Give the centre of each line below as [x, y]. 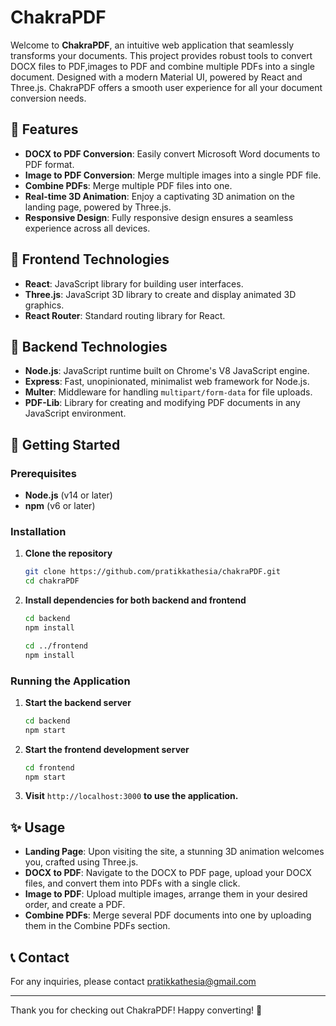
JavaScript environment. [75, 413]
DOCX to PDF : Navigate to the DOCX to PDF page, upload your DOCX [168, 873]
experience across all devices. [87, 228]
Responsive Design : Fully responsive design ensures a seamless [159, 217]
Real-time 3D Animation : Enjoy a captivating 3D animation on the [159, 196]
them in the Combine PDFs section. [97, 926]
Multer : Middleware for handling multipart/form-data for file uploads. [168, 392]
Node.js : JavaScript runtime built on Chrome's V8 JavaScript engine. [167, 371]
